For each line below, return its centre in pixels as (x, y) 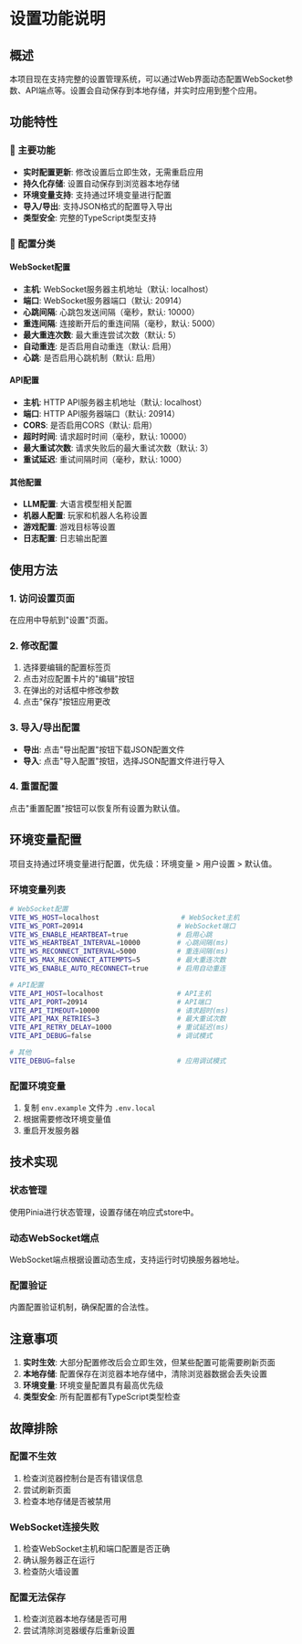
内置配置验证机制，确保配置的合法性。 (81, 1307)
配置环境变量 (38, 1086)
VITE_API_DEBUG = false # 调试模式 (111, 1036)
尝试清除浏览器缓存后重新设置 (78, 1630)
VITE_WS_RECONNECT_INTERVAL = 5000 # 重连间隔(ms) (120, 951)
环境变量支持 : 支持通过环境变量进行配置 (97, 195)
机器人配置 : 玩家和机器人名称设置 (85, 515)
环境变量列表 (38, 889)
